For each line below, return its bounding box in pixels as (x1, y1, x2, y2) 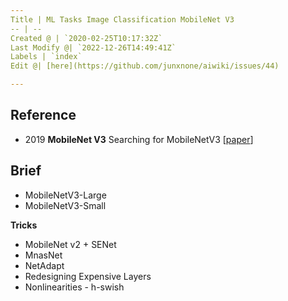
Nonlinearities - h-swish (24, 281, 125, 293)
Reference (10, 107, 77, 124)
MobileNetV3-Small (24, 199, 107, 211)
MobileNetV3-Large (24, 189, 107, 201)
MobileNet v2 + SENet (24, 238, 117, 250)
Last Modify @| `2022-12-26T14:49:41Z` (10, 42, 177, 53)
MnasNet (24, 249, 63, 261)
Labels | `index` (10, 52, 83, 62)
